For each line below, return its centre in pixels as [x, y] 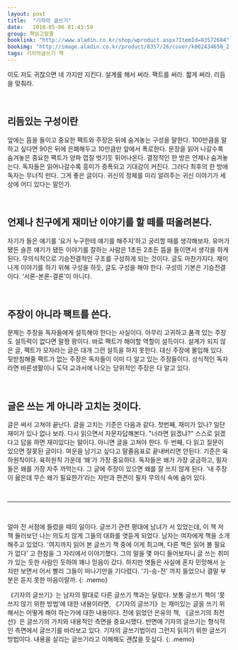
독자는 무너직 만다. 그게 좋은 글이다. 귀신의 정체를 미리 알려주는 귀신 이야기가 [113, 175]
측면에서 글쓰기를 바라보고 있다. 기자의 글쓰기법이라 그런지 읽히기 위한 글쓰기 [120, 630]
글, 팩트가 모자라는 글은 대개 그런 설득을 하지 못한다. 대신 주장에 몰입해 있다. [119, 350]
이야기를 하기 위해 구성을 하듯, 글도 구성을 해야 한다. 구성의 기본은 [111, 267]
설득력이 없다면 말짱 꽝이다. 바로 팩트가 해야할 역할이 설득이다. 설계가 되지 [117, 341]
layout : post [27, 14]
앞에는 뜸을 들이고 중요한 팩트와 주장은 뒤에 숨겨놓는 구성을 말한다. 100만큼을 [113, 139]
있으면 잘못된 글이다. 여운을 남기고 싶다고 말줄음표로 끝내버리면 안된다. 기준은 [114, 451]
